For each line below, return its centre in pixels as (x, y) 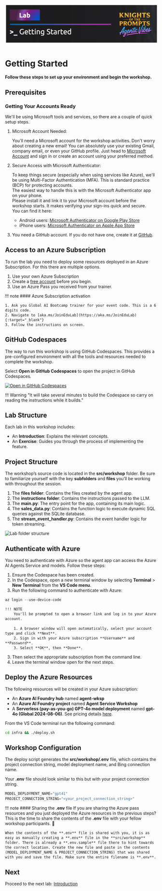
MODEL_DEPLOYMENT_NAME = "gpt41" (36, 794)
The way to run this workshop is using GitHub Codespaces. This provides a (80, 351)
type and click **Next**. (31, 633)
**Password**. (19, 643)
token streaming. (29, 524)
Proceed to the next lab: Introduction (41, 884)
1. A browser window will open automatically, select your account (83, 628)
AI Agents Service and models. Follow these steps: (55, 565)
